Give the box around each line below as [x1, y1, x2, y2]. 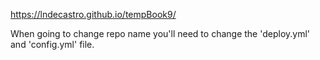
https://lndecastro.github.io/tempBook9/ [10, 9, 177, 20]
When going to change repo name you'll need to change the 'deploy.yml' [10, 28, 311, 39]
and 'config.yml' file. [10, 39, 95, 50]
